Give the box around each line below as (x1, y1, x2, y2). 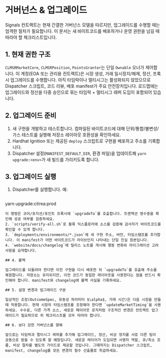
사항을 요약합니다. (5, 248, 37, 253)
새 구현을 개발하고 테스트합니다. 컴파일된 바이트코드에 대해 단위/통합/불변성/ (12, 125, 159, 132)
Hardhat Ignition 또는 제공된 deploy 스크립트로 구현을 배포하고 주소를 (12, 138, 147, 144)
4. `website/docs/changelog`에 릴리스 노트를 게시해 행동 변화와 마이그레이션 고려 (5, 243, 159, 248)
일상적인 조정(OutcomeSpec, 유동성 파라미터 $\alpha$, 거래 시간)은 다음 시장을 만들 (5, 297, 161, 302)
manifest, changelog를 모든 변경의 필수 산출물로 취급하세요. (5, 348, 118, 353)
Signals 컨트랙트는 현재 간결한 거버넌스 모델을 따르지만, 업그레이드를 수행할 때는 (5, 22, 160, 28)
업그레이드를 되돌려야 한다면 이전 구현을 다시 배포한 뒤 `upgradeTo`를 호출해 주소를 (5, 268, 157, 273)
